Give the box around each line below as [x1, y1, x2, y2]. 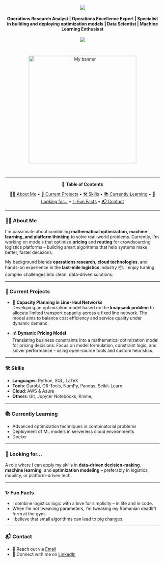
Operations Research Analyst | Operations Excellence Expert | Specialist [7, 15, 158, 22]
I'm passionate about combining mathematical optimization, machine [5, 228, 147, 234]
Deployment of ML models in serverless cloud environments [12, 428, 134, 434]
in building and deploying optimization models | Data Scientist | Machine [7, 21, 158, 27]
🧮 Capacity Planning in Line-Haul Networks [12, 299, 103, 305]
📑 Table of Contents [62, 182, 103, 187]
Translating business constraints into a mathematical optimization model [12, 337, 159, 343]
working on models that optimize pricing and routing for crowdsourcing [5, 239, 151, 245]
